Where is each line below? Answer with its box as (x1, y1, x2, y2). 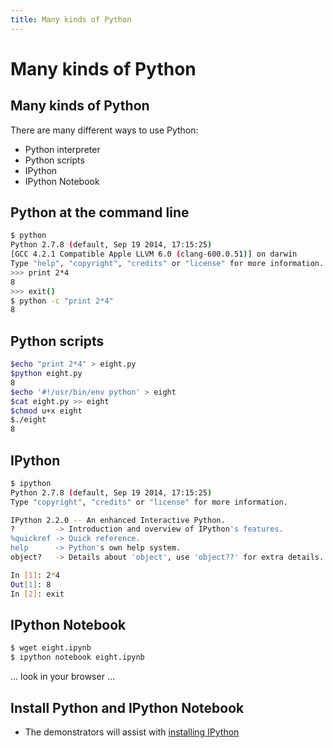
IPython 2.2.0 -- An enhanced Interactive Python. (10, 515, 226, 525)
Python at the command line (10, 204, 190, 221)
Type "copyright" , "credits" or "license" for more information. (10, 497, 288, 507)
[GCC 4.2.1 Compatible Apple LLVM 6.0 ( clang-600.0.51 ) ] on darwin (10, 249, 298, 260)
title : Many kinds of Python (10, 14, 132, 25)
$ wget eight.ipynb (10, 643, 92, 653)
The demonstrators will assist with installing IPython (24, 726, 240, 738)
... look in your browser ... (10, 671, 115, 683)
